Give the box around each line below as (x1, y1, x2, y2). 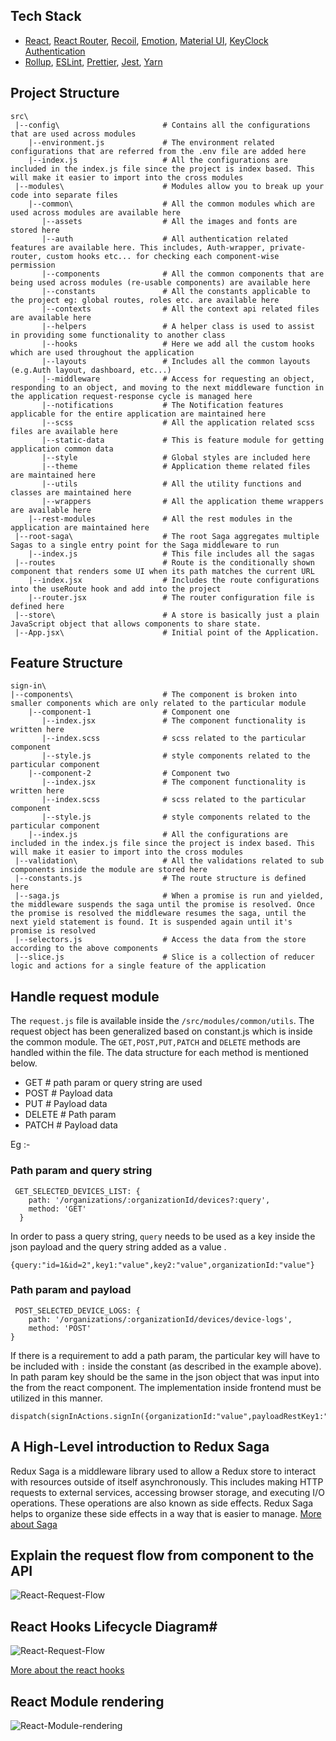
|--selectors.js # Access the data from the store (14, 935, 307, 945)
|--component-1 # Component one (28, 707, 230, 718)
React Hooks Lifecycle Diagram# (10, 1618, 218, 1635)
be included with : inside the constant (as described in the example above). (10, 1360, 322, 1372)
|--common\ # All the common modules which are (28, 199, 315, 209)
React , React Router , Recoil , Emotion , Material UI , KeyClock (24, 34, 269, 46)
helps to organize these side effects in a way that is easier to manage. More (10, 1507, 322, 1519)
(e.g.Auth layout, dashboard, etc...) (10, 365, 172, 375)
